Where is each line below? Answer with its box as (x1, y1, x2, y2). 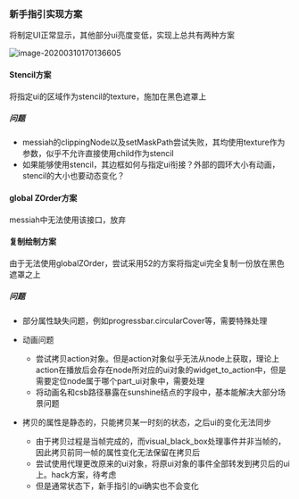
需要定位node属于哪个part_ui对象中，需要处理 (35, 375, 205, 386)
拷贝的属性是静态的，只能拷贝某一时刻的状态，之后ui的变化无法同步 (21, 417, 272, 428)
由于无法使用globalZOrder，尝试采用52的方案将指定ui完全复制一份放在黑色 (9, 257, 285, 269)
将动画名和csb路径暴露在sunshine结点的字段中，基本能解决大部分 (35, 387, 278, 397)
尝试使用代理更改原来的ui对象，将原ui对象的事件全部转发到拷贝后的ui (35, 458, 290, 469)
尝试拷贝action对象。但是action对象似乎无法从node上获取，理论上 (35, 353, 279, 363)
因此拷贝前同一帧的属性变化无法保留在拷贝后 (35, 446, 201, 457)
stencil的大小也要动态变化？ (21, 170, 125, 181)
